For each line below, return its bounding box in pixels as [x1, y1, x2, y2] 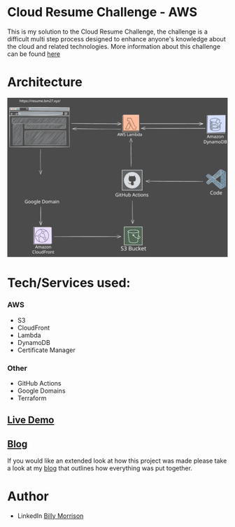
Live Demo [7, 414, 55, 426]
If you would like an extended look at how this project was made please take [7, 456, 227, 465]
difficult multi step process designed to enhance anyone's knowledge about [7, 34, 226, 43]
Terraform [17, 393, 47, 402]
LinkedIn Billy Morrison [17, 512, 84, 520]
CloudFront [17, 323, 50, 332]
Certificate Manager [17, 346, 76, 354]
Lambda [17, 330, 41, 339]
